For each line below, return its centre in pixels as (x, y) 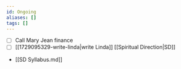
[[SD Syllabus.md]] (38, 59)
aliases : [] (21, 18)
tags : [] (17, 23)
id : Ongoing (21, 12)
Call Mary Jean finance (44, 41)
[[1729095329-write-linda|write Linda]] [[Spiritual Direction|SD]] (95, 47)
